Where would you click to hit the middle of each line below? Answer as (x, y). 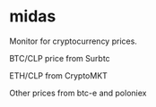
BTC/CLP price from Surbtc (60, 58)
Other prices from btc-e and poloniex (78, 93)
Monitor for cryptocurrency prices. (73, 41)
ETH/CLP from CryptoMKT (58, 75)
